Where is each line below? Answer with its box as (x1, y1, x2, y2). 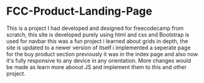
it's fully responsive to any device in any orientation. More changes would (6, 57, 191, 64)
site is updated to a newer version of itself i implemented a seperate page (6, 44, 191, 51)
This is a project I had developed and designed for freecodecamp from (6, 24, 184, 32)
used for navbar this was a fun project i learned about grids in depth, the (6, 37, 189, 45)
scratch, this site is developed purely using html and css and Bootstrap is (6, 31, 190, 38)
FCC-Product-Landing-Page (6, 4, 152, 18)
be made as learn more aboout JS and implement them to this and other (6, 63, 187, 71)
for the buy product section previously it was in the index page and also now (6, 50, 199, 57)
